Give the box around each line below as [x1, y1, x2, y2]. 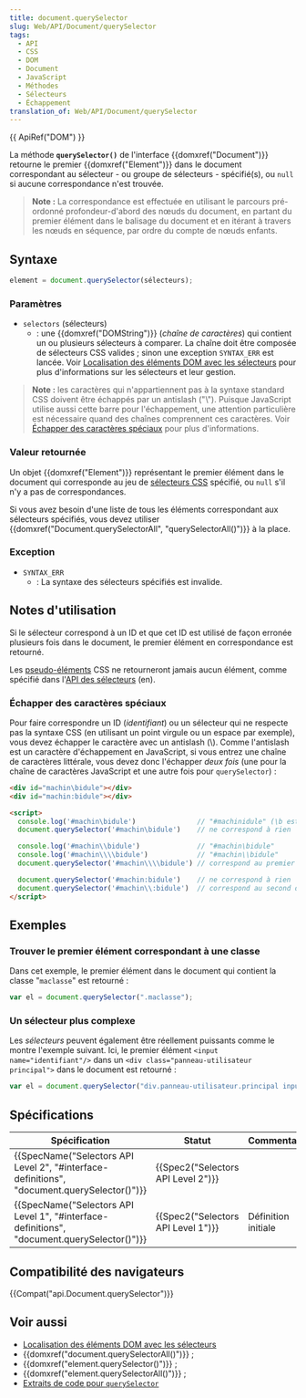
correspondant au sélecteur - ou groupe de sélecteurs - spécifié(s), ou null [9, 169, 294, 180]
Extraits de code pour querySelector [22, 1377, 159, 1388]
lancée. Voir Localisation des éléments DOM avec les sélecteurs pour [36, 357, 297, 368]
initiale [247, 1222, 276, 1235]
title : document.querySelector [9, 13, 128, 23]
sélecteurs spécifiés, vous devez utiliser [9, 513, 160, 525]
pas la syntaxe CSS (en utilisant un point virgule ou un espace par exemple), [9, 726, 296, 737]
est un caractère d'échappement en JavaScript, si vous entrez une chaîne [9, 746, 287, 757]
